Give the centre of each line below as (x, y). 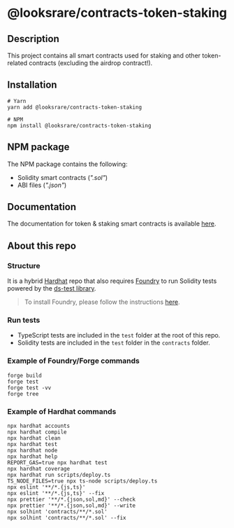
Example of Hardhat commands (62, 411)
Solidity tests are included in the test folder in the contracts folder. (114, 343)
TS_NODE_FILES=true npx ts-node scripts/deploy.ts (82, 481)
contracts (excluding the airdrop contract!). (91, 63)
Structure (24, 265)
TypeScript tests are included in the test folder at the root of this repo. (119, 335)
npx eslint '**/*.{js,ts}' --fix (56, 494)
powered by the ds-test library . (52, 289)
